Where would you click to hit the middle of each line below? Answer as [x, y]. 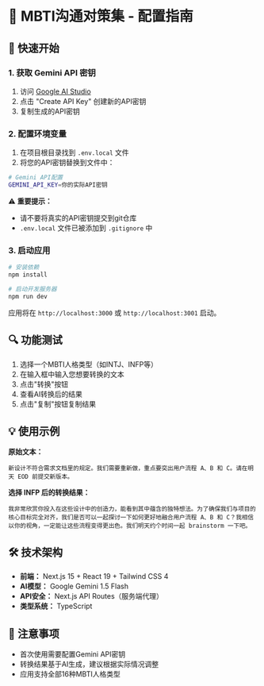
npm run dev [28, 296]
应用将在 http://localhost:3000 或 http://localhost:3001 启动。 [115, 312]
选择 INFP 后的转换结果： [49, 492]
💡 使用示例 [34, 431]
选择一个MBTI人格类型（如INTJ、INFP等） [89, 364]
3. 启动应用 [29, 250]
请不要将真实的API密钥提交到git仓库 [78, 218]
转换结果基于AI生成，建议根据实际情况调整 [89, 664]
